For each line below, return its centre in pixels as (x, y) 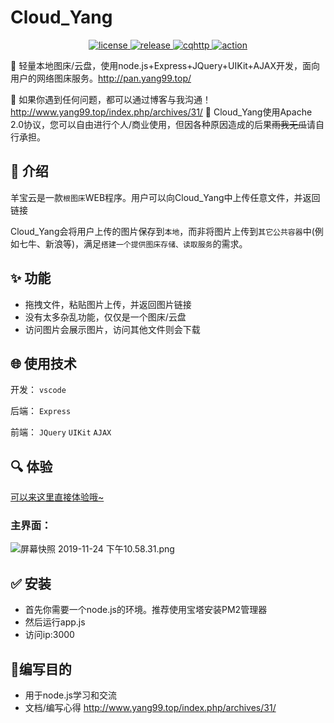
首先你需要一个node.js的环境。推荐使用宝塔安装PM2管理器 (146, 610)
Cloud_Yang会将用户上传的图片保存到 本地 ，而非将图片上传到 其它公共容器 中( (162, 231)
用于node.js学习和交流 (71, 695)
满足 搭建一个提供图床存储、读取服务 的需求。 (165, 243)
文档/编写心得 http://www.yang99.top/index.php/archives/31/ (150, 708)
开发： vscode (38, 390)
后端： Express (41, 411)
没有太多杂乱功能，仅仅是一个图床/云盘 (105, 317)
